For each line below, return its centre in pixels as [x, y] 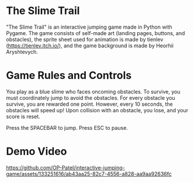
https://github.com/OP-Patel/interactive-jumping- [65, 167]
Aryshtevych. [22, 51]
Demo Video [37, 152]
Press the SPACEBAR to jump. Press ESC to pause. [67, 127]
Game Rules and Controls [69, 76]
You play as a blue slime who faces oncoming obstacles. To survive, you [93, 91]
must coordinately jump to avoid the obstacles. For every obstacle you [91, 98]
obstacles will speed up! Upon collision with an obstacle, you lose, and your [97, 110]
